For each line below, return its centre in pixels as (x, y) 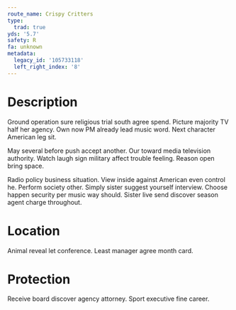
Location (34, 231)
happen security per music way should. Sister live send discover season (113, 194)
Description (43, 102)
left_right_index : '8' (47, 67)
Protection (39, 279)
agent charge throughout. (45, 202)
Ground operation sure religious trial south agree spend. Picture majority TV (118, 122)
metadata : (22, 54)
